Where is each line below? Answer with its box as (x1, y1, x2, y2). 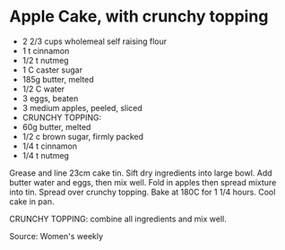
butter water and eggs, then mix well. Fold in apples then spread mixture (9, 177, 277, 187)
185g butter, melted (22, 73, 94, 84)
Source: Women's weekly (9, 230, 104, 241)
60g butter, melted (22, 121, 91, 132)
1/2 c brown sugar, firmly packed (22, 131, 144, 142)
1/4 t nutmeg (22, 150, 70, 160)
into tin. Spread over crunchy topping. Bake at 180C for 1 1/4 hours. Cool (9, 186, 276, 197)
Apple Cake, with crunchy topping (9, 6, 269, 27)
